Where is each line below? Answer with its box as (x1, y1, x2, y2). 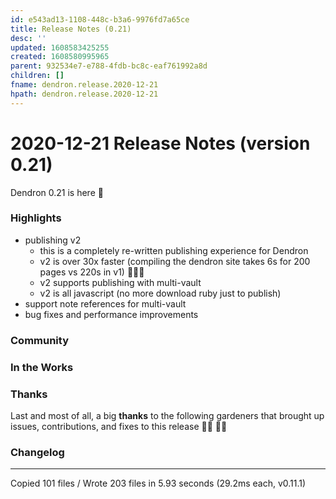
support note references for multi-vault (24, 297, 187, 310)
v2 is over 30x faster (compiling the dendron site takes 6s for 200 (39, 255, 311, 267)
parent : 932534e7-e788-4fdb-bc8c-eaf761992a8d (10, 61, 208, 71)
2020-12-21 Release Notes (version (10, 132, 311, 155)
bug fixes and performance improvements (24, 308, 199, 320)
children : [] (10, 71, 65, 81)
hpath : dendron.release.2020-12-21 (10, 89, 159, 99)
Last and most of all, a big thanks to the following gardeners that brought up (10, 410, 325, 421)
